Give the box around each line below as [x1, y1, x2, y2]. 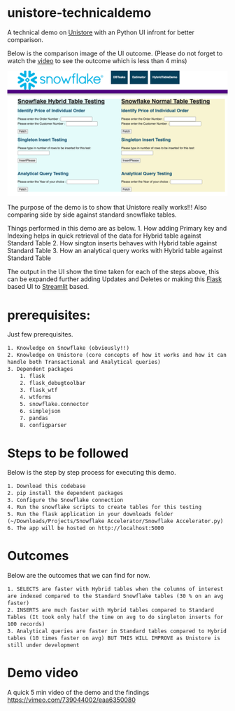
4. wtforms [20, 394, 52, 401]
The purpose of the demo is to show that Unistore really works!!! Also [7, 203, 208, 212]
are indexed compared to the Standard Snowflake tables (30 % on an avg [7, 592, 224, 600]
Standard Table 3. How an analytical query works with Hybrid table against [7, 247, 222, 255]
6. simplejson [20, 408, 61, 415]
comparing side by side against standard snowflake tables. [7, 210, 177, 219]
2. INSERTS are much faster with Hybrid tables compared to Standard [7, 607, 215, 614]
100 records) [7, 621, 45, 628]
